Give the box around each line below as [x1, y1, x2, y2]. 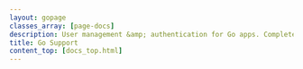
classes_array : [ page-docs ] [9, 22, 115, 30]
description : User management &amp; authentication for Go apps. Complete [9, 30, 297, 39]
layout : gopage [9, 13, 67, 22]
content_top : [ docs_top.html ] [9, 47, 124, 56]
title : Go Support [9, 38, 78, 47]
